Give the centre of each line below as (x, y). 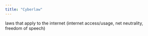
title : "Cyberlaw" (24, 9)
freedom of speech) (25, 28)
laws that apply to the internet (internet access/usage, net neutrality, (74, 23)
